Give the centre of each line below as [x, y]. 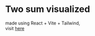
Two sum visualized [48, 9]
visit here [15, 28]
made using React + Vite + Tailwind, [43, 23]
